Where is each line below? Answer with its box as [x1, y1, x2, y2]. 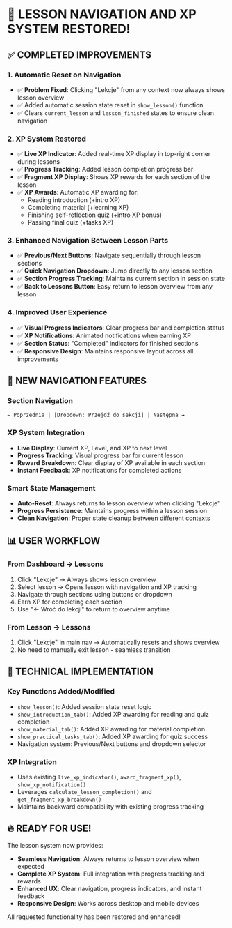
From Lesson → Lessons [7, 622, 91, 632]
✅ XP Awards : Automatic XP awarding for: [17, 188, 139, 197]
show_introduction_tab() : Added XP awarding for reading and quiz [17, 710, 210, 718]
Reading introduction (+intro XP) [27, 196, 120, 204]
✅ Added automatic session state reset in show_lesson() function [17, 100, 204, 109]
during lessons [17, 158, 60, 166]
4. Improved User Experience [7, 307, 108, 317]
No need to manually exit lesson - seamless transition [17, 646, 171, 654]
